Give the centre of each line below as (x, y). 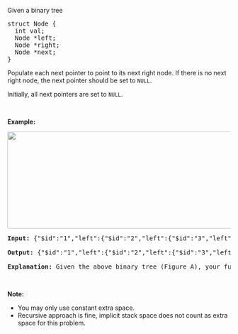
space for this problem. (52, 323)
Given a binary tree (35, 10)
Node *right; (37, 45)
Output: (21, 253)
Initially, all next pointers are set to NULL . (65, 94)
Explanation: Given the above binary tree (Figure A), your (114, 267)
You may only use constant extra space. (76, 308)
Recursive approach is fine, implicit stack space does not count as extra (123, 315)
